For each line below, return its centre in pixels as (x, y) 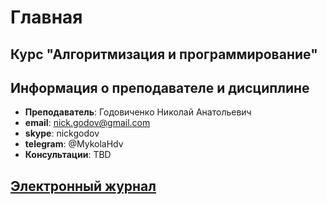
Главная (46, 17)
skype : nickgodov (62, 133)
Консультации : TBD (68, 155)
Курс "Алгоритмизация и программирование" (164, 54)
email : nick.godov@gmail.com (87, 123)
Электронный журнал (83, 186)
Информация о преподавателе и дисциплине (160, 87)
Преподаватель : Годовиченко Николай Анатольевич (138, 112)
